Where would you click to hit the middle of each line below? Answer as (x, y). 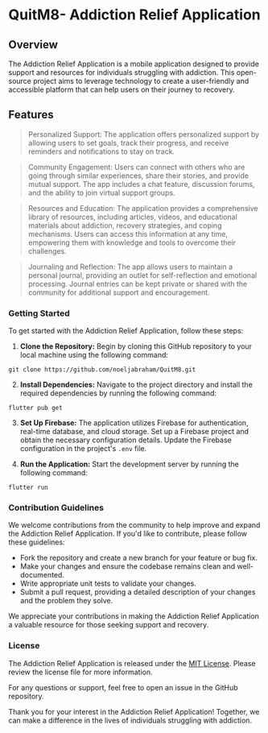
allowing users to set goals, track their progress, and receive (128, 143)
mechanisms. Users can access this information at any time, (128, 234)
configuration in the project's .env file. (83, 449)
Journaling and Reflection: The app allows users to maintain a (130, 267)
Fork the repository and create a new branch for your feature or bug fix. (138, 558)
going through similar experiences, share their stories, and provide (138, 176)
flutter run (28, 488)
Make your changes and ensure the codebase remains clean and (128, 566)
